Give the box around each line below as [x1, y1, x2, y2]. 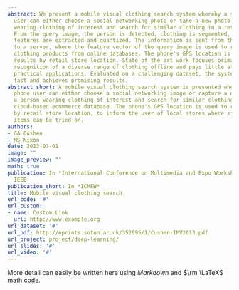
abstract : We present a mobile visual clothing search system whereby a [7, 10, 228, 18]
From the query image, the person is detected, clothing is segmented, [14, 30, 231, 38]
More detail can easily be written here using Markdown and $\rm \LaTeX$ [7, 269, 224, 277]
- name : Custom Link [7, 209, 69, 217]
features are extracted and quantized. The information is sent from [14, 37, 224, 44]
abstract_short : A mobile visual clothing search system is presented [7, 83, 221, 90]
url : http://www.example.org [14, 216, 100, 223]
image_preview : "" [7, 156, 62, 164]
